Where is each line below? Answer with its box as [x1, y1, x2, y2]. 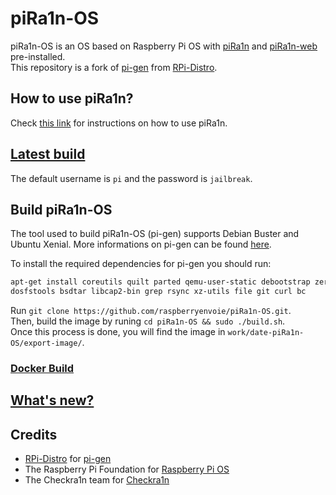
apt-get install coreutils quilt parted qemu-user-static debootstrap [10, 277, 311, 287]
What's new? [10, 392, 95, 409]
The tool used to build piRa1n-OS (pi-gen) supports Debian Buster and [10, 228, 300, 240]
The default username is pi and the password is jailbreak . [10, 172, 253, 184]
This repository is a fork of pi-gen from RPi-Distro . [10, 61, 218, 73]
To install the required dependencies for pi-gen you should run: [10, 258, 272, 270]
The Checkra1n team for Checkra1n [24, 474, 170, 486]
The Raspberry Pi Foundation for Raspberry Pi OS [24, 463, 230, 476]
